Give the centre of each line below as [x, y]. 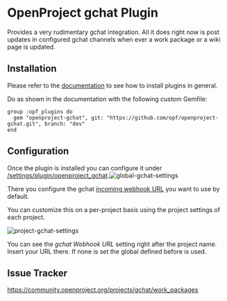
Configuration [38, 151]
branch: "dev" [65, 124]
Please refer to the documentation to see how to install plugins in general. [112, 86]
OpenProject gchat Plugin [83, 13]
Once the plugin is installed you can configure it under [85, 168]
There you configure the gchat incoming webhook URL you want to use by [113, 188]
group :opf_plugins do [40, 112]
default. [18, 196]
